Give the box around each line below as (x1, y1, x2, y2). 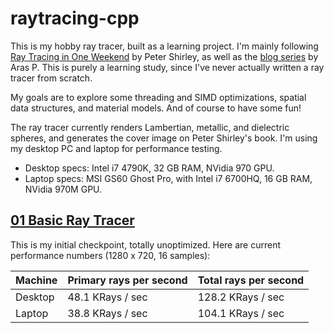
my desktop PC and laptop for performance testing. (10, 142, 223, 154)
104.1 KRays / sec (197, 306, 285, 320)
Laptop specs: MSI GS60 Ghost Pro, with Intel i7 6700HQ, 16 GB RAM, (24, 172, 313, 184)
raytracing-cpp (10, 7, 140, 30)
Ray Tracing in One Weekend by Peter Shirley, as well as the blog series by (10, 50, 319, 62)
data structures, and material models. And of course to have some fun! (10, 102, 302, 114)
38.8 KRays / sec (67, 306, 148, 320)
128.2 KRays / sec (197, 290, 285, 304)
